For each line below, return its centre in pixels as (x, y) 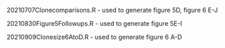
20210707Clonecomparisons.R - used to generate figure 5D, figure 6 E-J (112, 10)
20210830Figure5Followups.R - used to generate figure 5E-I (94, 23)
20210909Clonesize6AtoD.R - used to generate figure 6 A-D (94, 37)
